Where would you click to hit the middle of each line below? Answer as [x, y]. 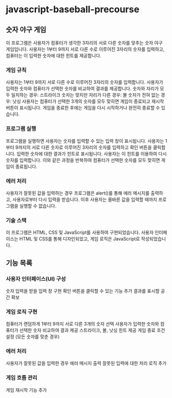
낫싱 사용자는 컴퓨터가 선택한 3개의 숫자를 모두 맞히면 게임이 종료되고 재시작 [88, 101]
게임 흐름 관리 [22, 378]
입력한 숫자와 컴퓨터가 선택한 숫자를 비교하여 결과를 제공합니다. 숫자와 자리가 [82, 89]
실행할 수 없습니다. [38, 206]
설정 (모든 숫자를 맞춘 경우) [33, 337]
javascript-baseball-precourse [73, 9]
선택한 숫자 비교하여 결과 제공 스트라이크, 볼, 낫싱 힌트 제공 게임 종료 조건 [92, 330]
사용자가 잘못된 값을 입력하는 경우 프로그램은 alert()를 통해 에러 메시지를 [78, 193]
